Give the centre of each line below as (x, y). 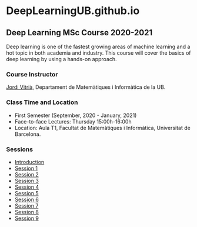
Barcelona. (28, 134)
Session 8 (27, 212)
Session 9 (27, 218)
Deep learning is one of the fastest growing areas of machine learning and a (98, 46)
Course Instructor (32, 74)
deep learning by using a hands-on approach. (61, 59)
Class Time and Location (42, 102)
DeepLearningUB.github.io (73, 11)
